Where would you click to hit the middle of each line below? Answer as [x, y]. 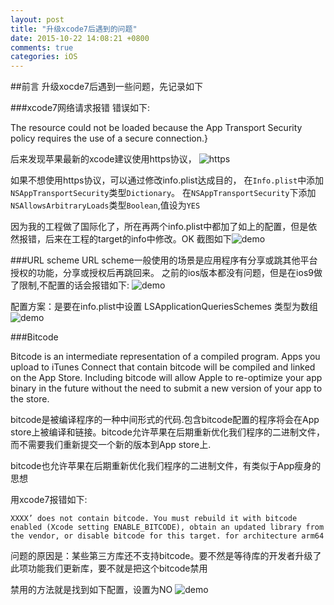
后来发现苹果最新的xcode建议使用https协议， [103, 159]
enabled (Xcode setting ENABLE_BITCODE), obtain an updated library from [167, 527]
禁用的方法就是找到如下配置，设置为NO [91, 590]
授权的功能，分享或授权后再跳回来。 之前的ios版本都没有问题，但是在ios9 [162, 273]
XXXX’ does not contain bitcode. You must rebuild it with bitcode [154, 519]
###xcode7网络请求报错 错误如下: [80, 108]
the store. [30, 399]
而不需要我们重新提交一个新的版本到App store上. [111, 445]
